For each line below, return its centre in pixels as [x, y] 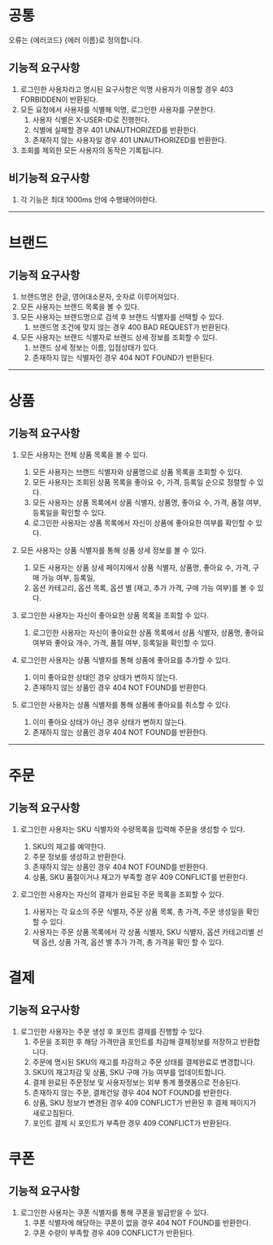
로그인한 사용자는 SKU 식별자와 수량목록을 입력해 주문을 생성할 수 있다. [132, 829]
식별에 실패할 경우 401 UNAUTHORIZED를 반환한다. [115, 129]
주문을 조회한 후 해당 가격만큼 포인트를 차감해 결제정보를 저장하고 [135, 1042]
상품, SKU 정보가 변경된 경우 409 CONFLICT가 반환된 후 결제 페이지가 [144, 1103]
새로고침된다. [53, 1112]
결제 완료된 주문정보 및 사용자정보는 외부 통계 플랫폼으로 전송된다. [136, 1082]
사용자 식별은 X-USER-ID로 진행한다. [91, 120]
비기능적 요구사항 [49, 178]
